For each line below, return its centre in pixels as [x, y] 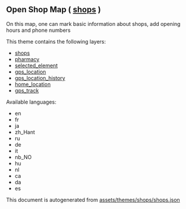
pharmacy [27, 59]
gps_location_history [40, 78]
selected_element [36, 65]
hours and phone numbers [38, 30]
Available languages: [31, 102]
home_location [33, 84]
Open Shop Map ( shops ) [54, 10]
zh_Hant [25, 132]
